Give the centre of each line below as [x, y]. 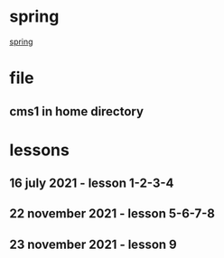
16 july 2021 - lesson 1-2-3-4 [92, 184]
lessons [39, 150]
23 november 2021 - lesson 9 [93, 244]
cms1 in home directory [77, 111]
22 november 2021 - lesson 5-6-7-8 [112, 214]
